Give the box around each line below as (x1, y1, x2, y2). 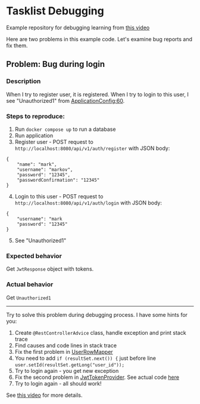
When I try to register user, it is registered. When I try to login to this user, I (6, 91, 189, 98)
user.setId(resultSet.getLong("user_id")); (14, 362, 125, 368)
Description (6, 77, 41, 85)
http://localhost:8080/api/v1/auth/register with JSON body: (14, 145, 170, 152)
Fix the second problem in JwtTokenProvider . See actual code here (14, 374, 180, 381)
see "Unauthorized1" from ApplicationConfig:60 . (6, 97, 125, 104)
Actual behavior (6, 280, 54, 289)
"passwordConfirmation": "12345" (17, 177, 100, 183)
